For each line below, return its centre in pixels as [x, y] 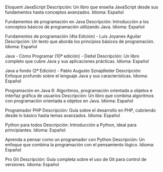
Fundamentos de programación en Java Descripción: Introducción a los [77, 22]
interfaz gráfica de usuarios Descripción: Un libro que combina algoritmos [80, 96]
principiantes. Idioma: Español [35, 130]
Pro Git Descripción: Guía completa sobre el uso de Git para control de [76, 159]
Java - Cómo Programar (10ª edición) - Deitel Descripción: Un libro [72, 56]
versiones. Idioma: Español [32, 164]
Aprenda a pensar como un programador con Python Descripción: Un [75, 139]
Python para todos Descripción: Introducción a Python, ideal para [71, 125]
